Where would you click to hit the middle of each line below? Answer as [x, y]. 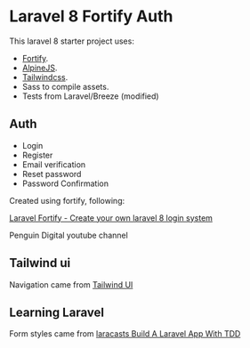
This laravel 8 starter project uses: [72, 41]
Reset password [52, 174]
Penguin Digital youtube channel [69, 235]
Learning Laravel [57, 312]
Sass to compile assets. [65, 86]
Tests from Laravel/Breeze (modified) [90, 96]
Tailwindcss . [45, 77]
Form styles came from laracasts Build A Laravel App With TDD [125, 334]
